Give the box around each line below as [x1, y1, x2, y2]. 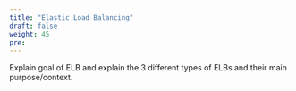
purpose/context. [9, 72, 73, 83]
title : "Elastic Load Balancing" [9, 12, 134, 22]
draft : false [9, 21, 58, 30]
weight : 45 [9, 29, 50, 38]
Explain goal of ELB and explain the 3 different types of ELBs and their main [9, 62, 288, 73]
